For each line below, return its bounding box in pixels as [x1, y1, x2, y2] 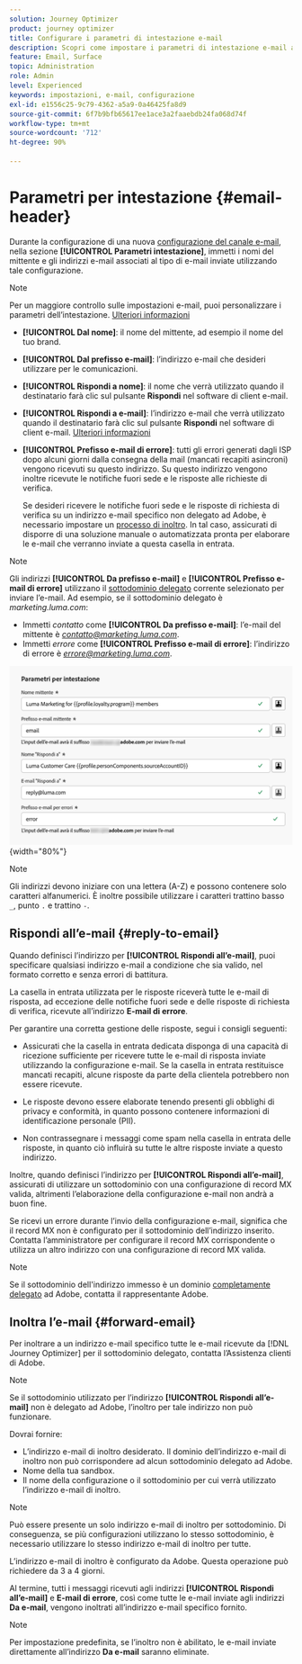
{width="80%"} [9, 846, 67, 857]
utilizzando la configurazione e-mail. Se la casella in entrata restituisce [22, 1059, 285, 1070]
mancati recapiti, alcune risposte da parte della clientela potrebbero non [22, 1069, 289, 1080]
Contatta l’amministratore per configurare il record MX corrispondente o [9, 1234, 276, 1246]
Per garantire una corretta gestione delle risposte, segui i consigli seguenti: [9, 1022, 288, 1034]
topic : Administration [9, 62, 94, 71]
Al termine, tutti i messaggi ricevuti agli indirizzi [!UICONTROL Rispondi [9, 1583, 274, 1594]
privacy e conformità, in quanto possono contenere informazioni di [22, 1105, 270, 1116]
